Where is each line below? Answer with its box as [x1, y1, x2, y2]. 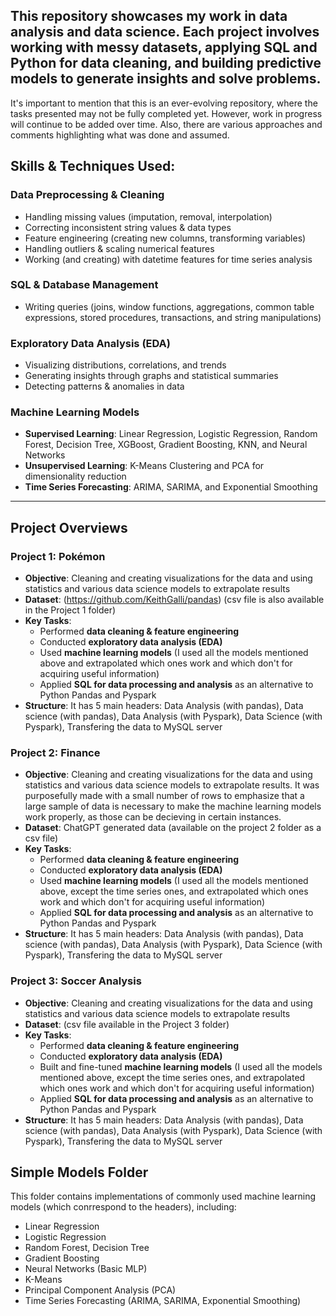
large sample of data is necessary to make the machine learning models [24, 800, 322, 813]
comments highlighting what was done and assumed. [10, 129, 230, 141]
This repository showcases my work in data [10, 8, 288, 25]
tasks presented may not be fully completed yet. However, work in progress [10, 107, 323, 119]
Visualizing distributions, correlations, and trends [24, 359, 227, 371]
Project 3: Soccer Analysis [10, 974, 142, 988]
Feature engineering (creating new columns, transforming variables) [24, 232, 307, 244]
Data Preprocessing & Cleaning [10, 188, 165, 202]
